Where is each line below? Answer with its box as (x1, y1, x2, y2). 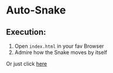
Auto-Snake (6, 4, 66, 17)
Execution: (6, 27, 46, 37)
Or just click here (6, 60, 47, 67)
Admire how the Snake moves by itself (14, 49, 107, 56)
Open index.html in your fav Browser (14, 42, 104, 49)
